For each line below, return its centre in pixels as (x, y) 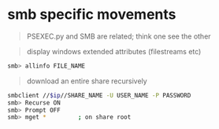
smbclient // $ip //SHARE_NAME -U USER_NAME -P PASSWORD (99, 95)
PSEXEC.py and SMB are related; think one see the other (119, 36)
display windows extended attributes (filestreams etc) (114, 51)
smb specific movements (92, 15)
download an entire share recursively (87, 81)
